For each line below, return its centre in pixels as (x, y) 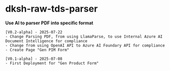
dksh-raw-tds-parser (52, 9)
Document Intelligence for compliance (46, 41)
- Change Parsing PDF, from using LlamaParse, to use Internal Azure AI (84, 37)
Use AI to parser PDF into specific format (49, 23)
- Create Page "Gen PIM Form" (37, 50)
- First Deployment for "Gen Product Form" (52, 63)
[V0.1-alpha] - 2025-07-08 (34, 59)
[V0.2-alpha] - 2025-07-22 (34, 32)
